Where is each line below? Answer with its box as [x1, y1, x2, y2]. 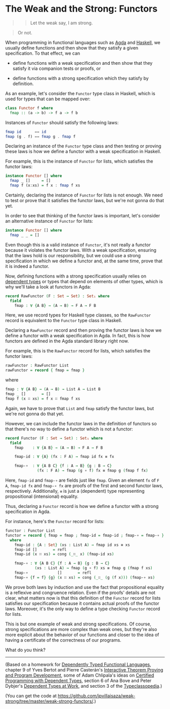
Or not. [17, 29, 32, 35]
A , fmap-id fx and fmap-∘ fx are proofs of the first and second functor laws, [5, 483, 163, 489]
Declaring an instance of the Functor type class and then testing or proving [5, 143, 162, 149]
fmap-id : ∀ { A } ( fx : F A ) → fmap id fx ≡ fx [14, 454, 114, 459]
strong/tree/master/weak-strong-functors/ [5, 698, 94, 704]
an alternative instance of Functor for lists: [5, 218, 94, 224]
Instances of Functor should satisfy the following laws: [5, 120, 119, 126]
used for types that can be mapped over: [5, 96, 91, 102]
